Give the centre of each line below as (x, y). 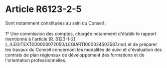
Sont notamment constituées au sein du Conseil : (56, 23)
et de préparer (142, 44)
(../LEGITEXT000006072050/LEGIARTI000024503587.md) (66, 44)
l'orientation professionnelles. (36, 60)
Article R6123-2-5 (43, 9)
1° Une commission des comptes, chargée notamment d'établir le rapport (81, 33)
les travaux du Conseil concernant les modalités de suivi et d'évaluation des (83, 49)
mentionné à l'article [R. (30, 39)
